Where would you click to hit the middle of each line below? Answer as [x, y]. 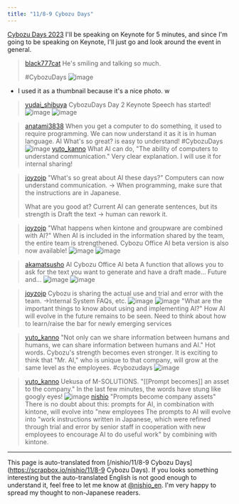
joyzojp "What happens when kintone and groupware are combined [124, 228]
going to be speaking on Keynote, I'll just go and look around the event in [115, 42]
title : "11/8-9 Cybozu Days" [51, 14]
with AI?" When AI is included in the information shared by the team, [125, 235]
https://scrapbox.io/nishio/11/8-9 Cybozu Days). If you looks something [114, 470]
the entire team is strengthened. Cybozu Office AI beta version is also [127, 243]
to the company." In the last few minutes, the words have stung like [123, 389]
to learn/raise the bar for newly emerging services [98, 323]
